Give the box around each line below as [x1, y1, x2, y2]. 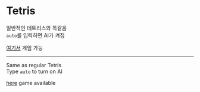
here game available [6, 79, 56, 86]
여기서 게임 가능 [6, 44, 43, 51]
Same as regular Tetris [6, 61, 61, 68]
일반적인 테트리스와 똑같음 [6, 24, 67, 31]
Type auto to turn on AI [6, 68, 62, 75]
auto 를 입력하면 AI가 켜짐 [6, 31, 65, 39]
